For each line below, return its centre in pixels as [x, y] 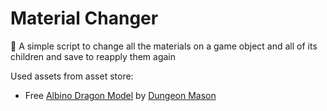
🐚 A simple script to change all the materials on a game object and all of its [164, 46]
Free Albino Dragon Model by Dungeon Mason [120, 95]
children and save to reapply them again [93, 56]
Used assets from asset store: [72, 76]
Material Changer [84, 18]
